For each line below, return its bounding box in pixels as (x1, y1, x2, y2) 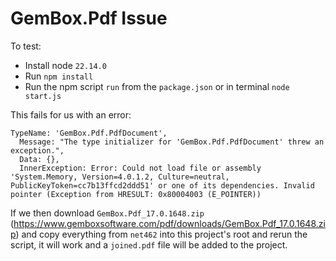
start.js (24, 91, 62, 101)
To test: (10, 40, 42, 52)
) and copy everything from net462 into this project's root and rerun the (15, 228, 308, 240)
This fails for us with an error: (10, 108, 132, 121)
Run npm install (24, 70, 94, 82)
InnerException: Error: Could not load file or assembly (19, 163, 262, 173)
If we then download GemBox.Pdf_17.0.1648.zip (10, 207, 205, 219)
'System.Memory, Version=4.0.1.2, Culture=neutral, (10, 172, 230, 182)
